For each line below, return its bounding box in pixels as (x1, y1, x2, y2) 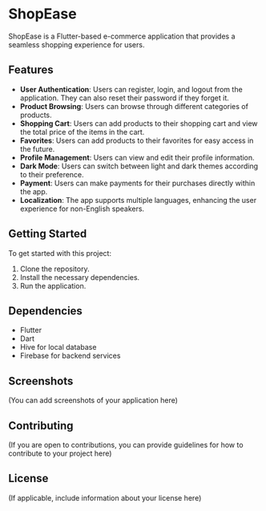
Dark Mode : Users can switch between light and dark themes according (19, 161, 259, 171)
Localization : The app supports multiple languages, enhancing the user (19, 195, 257, 205)
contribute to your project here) (8, 448, 112, 458)
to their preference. (19, 169, 84, 179)
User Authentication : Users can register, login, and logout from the (19, 84, 243, 94)
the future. (19, 144, 55, 153)
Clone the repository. (19, 264, 90, 274)
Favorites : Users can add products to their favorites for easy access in (19, 136, 254, 145)
